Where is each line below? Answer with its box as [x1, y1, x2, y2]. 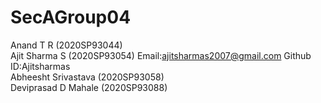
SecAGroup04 [10, 6, 132, 29]
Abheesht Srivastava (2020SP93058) [10, 71, 165, 83]
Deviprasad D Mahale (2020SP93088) [10, 81, 168, 93]
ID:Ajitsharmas [10, 60, 71, 72]
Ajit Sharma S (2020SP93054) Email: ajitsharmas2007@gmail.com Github [10, 49, 312, 61]
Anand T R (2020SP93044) [10, 39, 123, 51]
